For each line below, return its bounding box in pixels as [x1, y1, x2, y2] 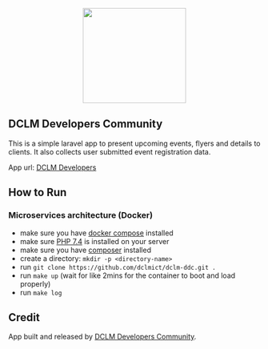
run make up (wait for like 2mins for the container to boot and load [19, 271, 236, 280]
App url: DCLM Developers [8, 162, 97, 172]
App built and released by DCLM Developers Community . [8, 332, 197, 342]
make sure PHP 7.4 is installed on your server [19, 236, 170, 246]
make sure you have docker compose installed [19, 228, 174, 238]
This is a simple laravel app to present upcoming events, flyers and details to [8, 138, 261, 148]
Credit [8, 311, 40, 324]
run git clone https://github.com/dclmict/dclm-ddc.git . [19, 262, 216, 271]
